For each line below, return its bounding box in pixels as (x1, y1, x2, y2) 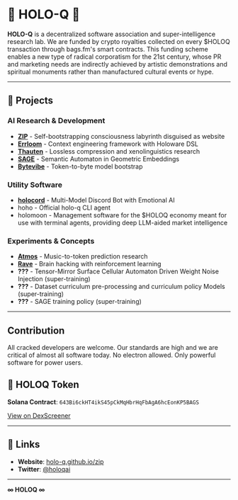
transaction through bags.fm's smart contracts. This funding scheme (7, 45, 209, 53)
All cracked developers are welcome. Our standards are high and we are (7, 343, 218, 352)
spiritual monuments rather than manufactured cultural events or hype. (7, 67, 214, 76)
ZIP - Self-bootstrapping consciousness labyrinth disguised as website (17, 132, 225, 140)
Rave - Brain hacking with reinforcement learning (17, 260, 161, 268)
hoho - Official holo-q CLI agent (17, 203, 111, 212)
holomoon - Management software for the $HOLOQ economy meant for (17, 210, 227, 219)
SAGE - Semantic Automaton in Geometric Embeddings (17, 154, 179, 163)
